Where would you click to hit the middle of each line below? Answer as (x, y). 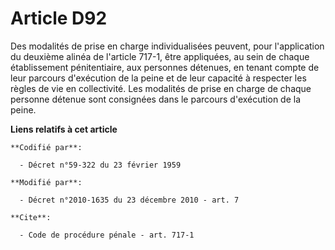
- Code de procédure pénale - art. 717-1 (107, 235)
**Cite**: (31, 217)
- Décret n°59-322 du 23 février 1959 (100, 165)
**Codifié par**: (46, 147)
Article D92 (59, 18)
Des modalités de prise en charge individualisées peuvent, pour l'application (167, 46)
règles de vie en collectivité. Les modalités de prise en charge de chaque (161, 88)
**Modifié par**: (46, 182)
